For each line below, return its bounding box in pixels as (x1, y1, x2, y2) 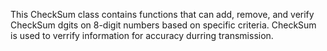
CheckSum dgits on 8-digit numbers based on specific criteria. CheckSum (10, 19, 317, 31)
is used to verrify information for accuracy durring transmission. (10, 30, 274, 41)
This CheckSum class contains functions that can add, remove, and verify (10, 9, 315, 20)
